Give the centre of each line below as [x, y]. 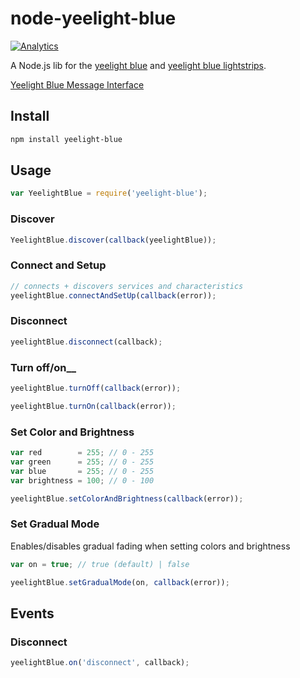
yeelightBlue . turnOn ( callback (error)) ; [93, 406]
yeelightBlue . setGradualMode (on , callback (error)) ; [120, 582]
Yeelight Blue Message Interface [77, 84]
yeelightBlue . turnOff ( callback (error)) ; [96, 388]
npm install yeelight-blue [66, 139]
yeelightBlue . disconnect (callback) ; [86, 342]
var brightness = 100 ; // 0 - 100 [82, 480]
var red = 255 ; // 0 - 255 [82, 453]
